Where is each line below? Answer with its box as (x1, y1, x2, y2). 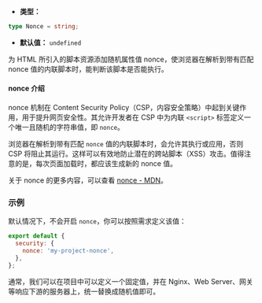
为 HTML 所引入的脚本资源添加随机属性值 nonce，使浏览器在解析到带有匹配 (8, 54, 254, 64)
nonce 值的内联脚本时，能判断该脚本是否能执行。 (8, 64, 169, 73)
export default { (8, 232, 65, 240)
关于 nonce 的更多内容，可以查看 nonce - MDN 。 (8, 176, 168, 185)
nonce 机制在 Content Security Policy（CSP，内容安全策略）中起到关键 (8, 103, 240, 113)
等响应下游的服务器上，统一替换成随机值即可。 (8, 286, 160, 296)
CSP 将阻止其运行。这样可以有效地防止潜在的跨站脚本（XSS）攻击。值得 (8, 149, 245, 159)
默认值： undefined (19, 38, 82, 47)
